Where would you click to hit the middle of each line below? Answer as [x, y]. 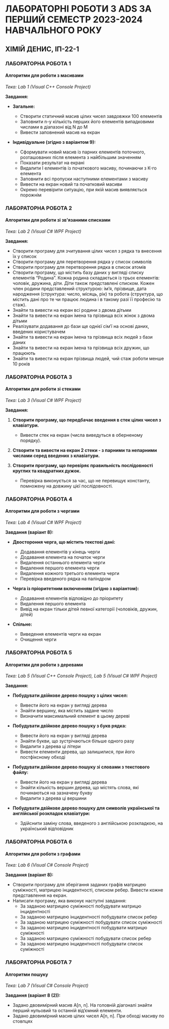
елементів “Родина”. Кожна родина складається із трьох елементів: [86, 278]
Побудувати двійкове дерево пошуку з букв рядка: [69, 726]
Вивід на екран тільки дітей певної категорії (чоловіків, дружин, [89, 609]
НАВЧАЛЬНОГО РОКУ [54, 30]
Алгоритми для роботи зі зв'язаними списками [58, 220]
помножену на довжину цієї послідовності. [67, 486]
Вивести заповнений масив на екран [60, 132]
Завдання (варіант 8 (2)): [33, 996]
